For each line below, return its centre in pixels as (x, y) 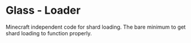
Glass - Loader (43, 10)
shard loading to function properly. (49, 33)
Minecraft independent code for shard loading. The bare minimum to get (96, 27)
